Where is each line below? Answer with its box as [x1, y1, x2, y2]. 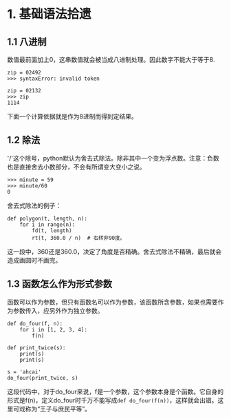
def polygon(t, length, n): [7, 215, 88, 222]
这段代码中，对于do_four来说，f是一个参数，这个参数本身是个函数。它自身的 [7, 387, 224, 396]
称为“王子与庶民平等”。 [25, 405, 91, 413]
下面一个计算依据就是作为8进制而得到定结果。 [7, 112, 137, 121]
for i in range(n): [19, 221, 76, 228]
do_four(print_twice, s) [7, 374, 78, 381]
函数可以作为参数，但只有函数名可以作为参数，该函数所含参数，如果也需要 [7, 298, 218, 306]
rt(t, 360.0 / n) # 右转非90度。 [32, 234, 126, 241]
